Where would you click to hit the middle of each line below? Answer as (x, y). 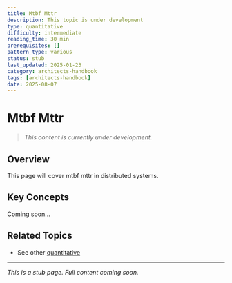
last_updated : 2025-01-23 (44, 65)
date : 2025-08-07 (32, 84)
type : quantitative (35, 26)
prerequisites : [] (33, 46)
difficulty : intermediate (44, 33)
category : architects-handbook (52, 71)
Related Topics (40, 236)
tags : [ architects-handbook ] (49, 78)
